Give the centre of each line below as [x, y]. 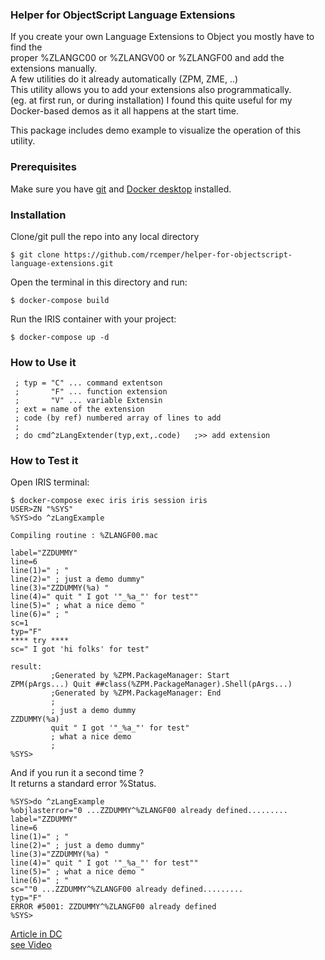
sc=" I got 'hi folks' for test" [80, 649]
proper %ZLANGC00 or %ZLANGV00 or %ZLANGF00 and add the [147, 58]
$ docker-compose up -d [60, 337]
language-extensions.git [62, 263]
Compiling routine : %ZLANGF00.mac [84, 536]
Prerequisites [43, 167]
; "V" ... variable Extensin [88, 401]
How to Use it [43, 362]
